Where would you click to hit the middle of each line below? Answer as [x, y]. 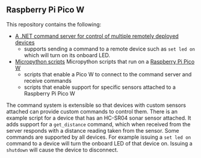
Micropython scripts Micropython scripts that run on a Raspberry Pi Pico [105, 61]
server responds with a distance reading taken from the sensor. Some [93, 130]
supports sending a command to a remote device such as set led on [110, 49]
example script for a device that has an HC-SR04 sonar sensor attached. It [99, 118]
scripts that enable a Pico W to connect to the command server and [108, 74]
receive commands [48, 81]
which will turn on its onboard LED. [67, 55]
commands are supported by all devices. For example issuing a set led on [99, 137]
